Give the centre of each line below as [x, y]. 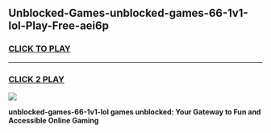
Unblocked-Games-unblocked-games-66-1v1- [128, 13]
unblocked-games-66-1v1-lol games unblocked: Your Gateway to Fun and [135, 111]
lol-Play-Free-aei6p [58, 26]
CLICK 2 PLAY [36, 79]
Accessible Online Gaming [54, 120]
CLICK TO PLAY [40, 49]
